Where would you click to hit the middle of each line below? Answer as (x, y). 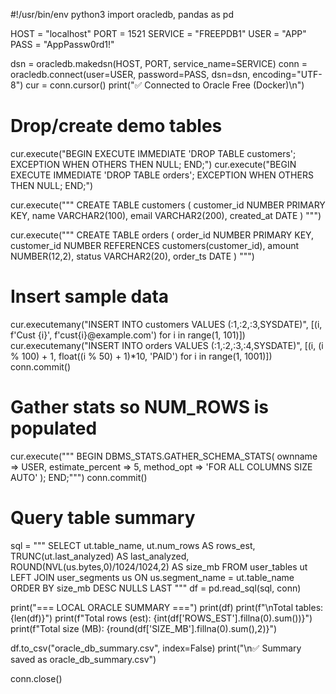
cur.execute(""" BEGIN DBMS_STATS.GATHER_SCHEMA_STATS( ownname (164, 456)
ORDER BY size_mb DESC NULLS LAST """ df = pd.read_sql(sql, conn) (156, 588)
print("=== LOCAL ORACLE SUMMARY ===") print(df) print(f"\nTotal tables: (167, 607)
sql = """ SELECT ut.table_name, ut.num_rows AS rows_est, (133, 545)
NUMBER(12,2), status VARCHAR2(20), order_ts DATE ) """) (132, 256)
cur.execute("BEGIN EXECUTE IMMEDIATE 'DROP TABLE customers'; (153, 153)
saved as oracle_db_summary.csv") (83, 659)
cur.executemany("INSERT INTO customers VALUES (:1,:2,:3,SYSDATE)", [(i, (166, 324)
